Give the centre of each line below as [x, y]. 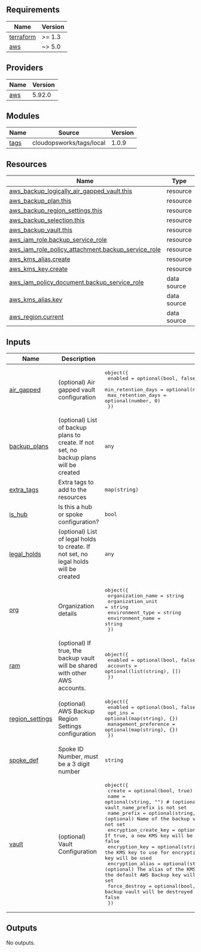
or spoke [70, 514]
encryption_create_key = [141, 830]
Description [79, 359]
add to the [72, 490]
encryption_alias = [134, 864]
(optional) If [74, 643]
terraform [23, 37]
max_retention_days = [137, 395]
